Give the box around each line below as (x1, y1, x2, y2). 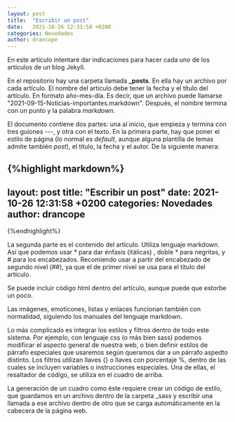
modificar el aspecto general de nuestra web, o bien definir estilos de (7, 341, 208, 349)
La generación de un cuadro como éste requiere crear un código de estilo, (7, 384, 222, 393)
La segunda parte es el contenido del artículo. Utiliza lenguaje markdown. (7, 240, 220, 249)
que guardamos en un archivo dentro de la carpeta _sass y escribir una (7, 392, 213, 400)
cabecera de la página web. (7, 407, 88, 415)
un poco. (7, 292, 33, 300)
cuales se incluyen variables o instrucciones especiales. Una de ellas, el (7, 363, 215, 372)
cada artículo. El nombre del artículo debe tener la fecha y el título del (7, 84, 208, 93)
